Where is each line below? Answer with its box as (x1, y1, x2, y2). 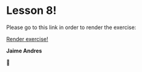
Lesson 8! (6, 4, 57, 18)
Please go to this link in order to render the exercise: (6, 24, 137, 31)
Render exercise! (6, 35, 48, 42)
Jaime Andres (6, 47, 42, 54)
